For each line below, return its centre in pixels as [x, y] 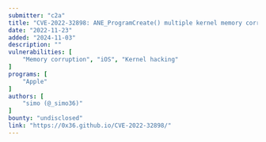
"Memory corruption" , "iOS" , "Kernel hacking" [101, 60]
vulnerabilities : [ [40, 52]
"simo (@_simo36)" [53, 103]
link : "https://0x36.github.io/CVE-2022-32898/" [90, 125]
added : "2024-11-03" [42, 37]
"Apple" [35, 81]
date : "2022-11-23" [40, 30]
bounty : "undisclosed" [46, 118]
